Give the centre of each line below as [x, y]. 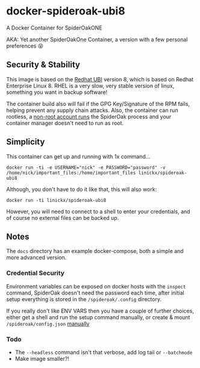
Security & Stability [43, 65]
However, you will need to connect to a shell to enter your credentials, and [98, 211]
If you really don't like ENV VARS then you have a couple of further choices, [100, 311]
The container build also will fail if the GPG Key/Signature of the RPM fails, [98, 104]
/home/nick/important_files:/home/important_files [71, 173]
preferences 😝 [25, 46]
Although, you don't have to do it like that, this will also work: [82, 189]
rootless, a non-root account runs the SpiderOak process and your [89, 116]
